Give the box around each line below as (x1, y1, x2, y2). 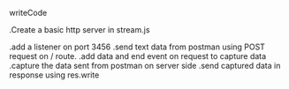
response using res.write (9, 70, 100, 80)
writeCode (9, 8, 48, 18)
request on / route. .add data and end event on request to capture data (9, 51, 267, 61)
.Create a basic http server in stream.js (9, 25, 150, 34)
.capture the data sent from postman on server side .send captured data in (9, 61, 281, 70)
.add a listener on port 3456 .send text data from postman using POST (9, 41, 265, 52)
